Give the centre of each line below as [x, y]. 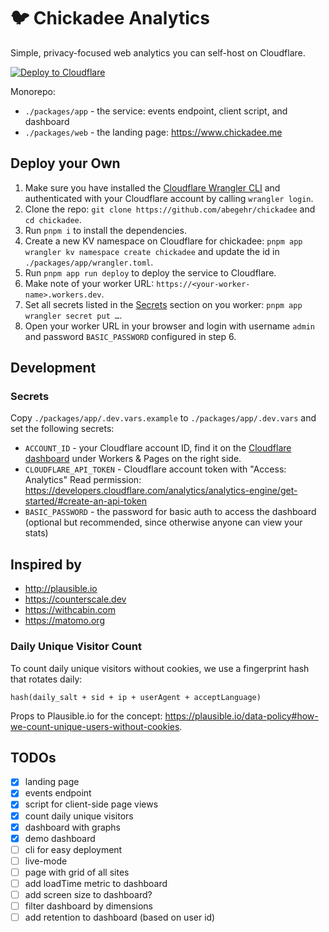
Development [53, 368]
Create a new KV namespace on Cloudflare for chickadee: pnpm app [163, 241]
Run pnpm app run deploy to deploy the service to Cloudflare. [150, 272]
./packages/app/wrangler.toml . [89, 262]
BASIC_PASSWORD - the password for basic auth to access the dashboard [170, 512]
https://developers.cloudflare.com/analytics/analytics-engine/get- [161, 491]
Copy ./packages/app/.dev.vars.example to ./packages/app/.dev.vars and [163, 418]
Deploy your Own [65, 163]
